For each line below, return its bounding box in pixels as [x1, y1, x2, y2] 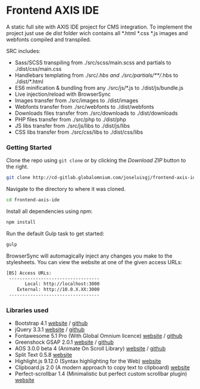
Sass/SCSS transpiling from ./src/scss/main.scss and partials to [14, 59, 171, 66]
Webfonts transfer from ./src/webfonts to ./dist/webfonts [14, 103, 154, 110]
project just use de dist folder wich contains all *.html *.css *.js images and [6, 29, 188, 36]
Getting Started [6, 143, 52, 152]
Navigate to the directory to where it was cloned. [6, 186, 126, 193]
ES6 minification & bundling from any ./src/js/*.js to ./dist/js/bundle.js [14, 84, 183, 91]
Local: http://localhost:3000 [24, 281, 100, 287]
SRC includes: [6, 47, 40, 54]
